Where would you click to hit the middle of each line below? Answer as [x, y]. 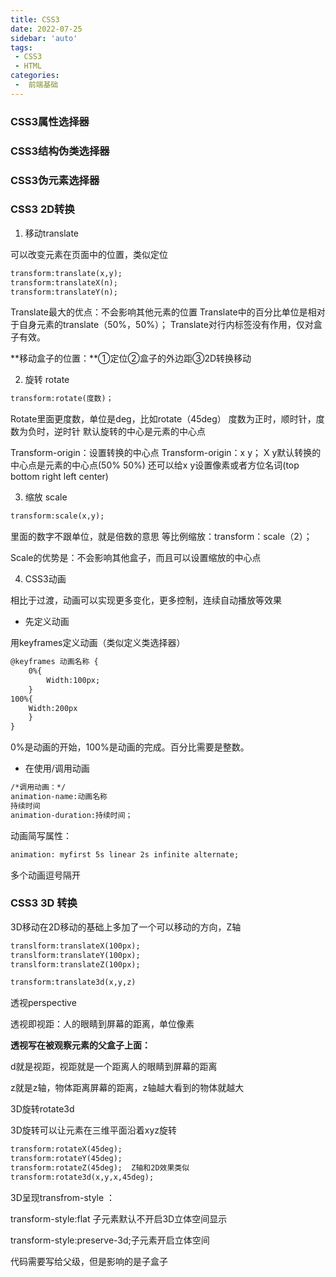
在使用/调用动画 [57, 768]
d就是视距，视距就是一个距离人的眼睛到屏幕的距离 [114, 1067]
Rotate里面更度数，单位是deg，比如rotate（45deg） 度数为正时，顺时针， [163, 419]
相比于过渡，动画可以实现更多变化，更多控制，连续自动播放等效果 [146, 600]
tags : [21, 47]
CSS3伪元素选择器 [55, 180]
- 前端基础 [36, 85]
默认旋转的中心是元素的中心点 [144, 432]
